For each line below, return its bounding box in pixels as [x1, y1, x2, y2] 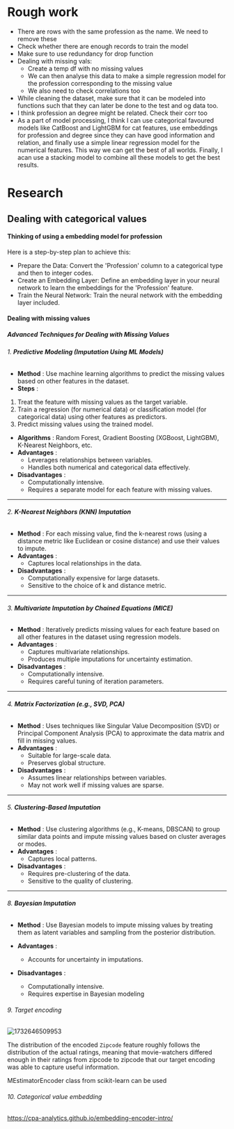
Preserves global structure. [27, 758, 106, 767]
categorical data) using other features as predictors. [17, 412, 167, 420]
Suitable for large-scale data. [27, 751, 111, 759]
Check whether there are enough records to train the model [17, 42, 189, 50]
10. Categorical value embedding [7, 1092, 102, 1100]
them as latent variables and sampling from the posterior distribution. [17, 928, 216, 937]
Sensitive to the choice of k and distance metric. [27, 582, 167, 590]
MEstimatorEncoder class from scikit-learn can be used [7, 1077, 167, 1085]
